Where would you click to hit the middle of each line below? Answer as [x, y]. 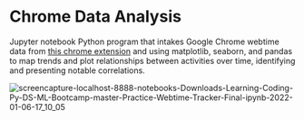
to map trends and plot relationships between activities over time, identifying [152, 60]
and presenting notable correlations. [77, 70]
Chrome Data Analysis [95, 17]
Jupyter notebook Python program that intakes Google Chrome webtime [144, 42]
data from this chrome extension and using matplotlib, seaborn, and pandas [151, 51]
